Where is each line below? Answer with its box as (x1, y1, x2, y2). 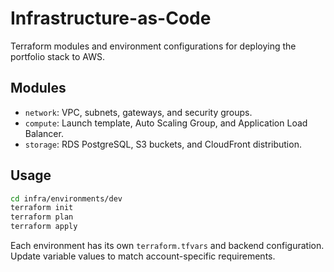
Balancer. (24, 127, 64, 139)
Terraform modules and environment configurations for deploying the (10, 40, 297, 52)
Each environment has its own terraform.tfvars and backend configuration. (10, 240, 325, 252)
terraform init (10, 203, 74, 213)
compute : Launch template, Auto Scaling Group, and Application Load (24, 117, 308, 129)
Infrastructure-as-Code (10, 7, 212, 30)
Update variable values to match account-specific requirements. (10, 250, 276, 262)
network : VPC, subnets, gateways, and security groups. (24, 106, 253, 118)
